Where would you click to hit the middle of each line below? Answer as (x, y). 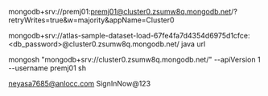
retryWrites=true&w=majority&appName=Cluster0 (91, 20)
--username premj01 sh (47, 68)
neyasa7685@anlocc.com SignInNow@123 (80, 84)
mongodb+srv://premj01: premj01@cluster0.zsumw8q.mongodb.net (120, 12)
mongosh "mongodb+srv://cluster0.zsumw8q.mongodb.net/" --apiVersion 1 (134, 60)
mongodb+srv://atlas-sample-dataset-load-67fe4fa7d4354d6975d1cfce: (130, 36)
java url (193, 44)
